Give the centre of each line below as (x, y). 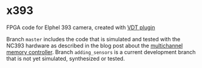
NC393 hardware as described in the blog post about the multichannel (95, 46)
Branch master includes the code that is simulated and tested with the (93, 39)
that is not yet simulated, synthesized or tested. (66, 58)
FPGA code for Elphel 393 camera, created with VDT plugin (81, 27)
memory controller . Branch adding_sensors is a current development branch (101, 52)
